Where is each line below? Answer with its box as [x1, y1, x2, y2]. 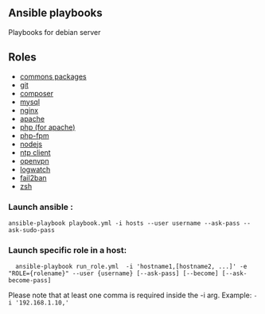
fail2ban [19, 173, 47, 182]
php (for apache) [19, 122, 76, 132]
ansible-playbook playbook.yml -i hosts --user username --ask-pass [8, 219, 240, 227]
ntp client [19, 147, 51, 157]
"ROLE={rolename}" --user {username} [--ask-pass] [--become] [8, 269, 219, 277]
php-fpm [19, 130, 49, 140]
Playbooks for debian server [8, 27, 101, 37]
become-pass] [8, 277, 52, 285]
